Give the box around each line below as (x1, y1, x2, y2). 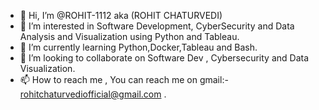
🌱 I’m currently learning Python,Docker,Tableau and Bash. (19, 41, 258, 53)
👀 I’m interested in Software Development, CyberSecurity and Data (19, 20, 295, 32)
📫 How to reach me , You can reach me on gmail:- (19, 74, 229, 85)
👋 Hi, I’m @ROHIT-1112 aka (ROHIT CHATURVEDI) (19, 10, 223, 21)
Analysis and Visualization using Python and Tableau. (19, 31, 240, 42)
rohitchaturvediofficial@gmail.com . (19, 88, 167, 100)
